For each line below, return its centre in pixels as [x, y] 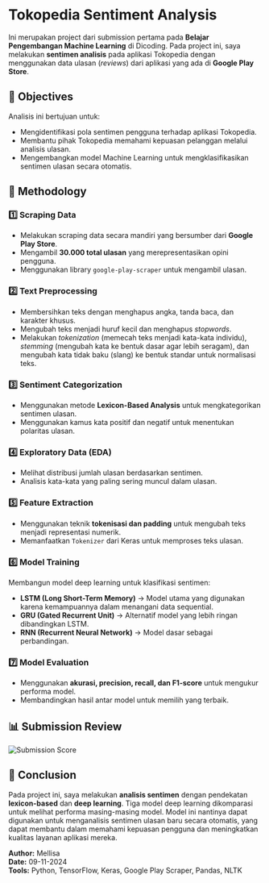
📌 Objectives [41, 97]
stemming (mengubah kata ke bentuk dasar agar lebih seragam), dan [134, 346]
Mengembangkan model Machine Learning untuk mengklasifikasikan [134, 157]
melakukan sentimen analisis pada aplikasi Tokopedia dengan [112, 54]
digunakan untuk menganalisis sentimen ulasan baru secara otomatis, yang [133, 820]
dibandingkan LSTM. [54, 623]
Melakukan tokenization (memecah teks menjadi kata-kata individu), [133, 337]
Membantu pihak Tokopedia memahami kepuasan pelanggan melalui [134, 140]
